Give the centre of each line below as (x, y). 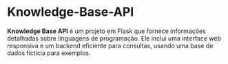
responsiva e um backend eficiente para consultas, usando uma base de (110, 45)
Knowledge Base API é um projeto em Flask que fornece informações (107, 31)
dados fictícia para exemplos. (49, 53)
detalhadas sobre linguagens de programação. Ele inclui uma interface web (114, 38)
